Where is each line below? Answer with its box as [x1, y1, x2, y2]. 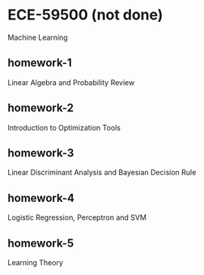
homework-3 [7, 146, 74, 160]
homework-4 [7, 191, 74, 204]
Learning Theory [7, 258, 64, 267]
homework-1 [7, 56, 72, 70]
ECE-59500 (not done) [7, 6, 164, 24]
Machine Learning [7, 32, 68, 42]
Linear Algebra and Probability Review [7, 77, 135, 87]
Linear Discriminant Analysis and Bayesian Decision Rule [7, 168, 197, 178]
